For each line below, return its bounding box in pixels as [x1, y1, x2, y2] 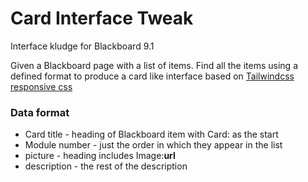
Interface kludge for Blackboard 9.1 [10, 40, 155, 52]
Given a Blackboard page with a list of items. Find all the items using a [10, 59, 299, 71]
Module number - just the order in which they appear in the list [24, 139, 283, 151]
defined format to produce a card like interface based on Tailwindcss [10, 70, 295, 82]
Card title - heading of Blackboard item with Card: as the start [24, 128, 279, 141]
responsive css [10, 80, 73, 92]
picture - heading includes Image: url [24, 150, 176, 162]
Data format [10, 105, 70, 119]
